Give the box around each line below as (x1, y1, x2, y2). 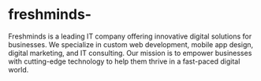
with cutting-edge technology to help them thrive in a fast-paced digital (8, 57, 240, 66)
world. (8, 64, 29, 74)
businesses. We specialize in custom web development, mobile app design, (8, 39, 254, 49)
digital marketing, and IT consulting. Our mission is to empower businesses (8, 48, 252, 57)
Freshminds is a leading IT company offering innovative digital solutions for (8, 31, 252, 41)
